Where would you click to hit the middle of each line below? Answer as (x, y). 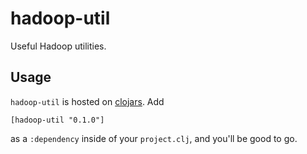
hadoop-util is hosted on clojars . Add (87, 101)
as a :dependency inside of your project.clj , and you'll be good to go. (154, 138)
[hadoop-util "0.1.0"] (57, 120)
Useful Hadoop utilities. (58, 46)
